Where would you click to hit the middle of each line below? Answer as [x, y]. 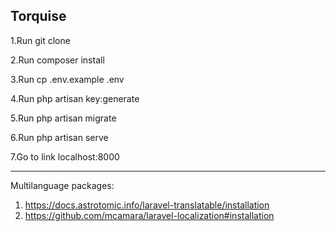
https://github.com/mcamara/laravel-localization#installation [149, 215]
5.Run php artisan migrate [63, 118]
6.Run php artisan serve [59, 137]
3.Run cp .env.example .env [67, 79]
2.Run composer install [57, 60]
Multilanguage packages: [62, 185]
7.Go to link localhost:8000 [65, 156]
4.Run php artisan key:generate [75, 98]
